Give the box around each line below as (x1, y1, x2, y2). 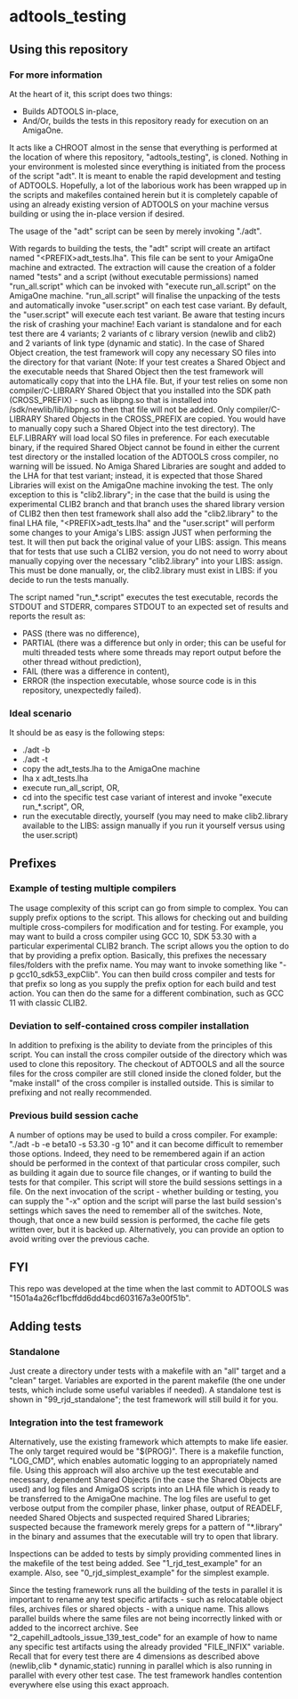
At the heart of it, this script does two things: (9, 88, 173, 99)
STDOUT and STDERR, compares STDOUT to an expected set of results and (9, 601, 289, 611)
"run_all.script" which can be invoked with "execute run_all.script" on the (9, 281, 277, 291)
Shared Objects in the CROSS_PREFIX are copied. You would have (43, 413, 286, 424)
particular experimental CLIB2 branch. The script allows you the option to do (9, 940, 289, 951)
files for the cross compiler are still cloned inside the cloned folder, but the (9, 1068, 282, 1079)
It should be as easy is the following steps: (9, 727, 165, 738)
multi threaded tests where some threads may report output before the (21, 646, 282, 657)
